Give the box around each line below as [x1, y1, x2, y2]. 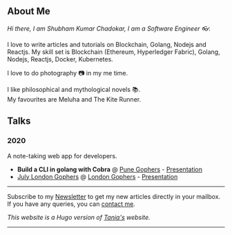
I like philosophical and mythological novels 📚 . [7, 85, 141, 93]
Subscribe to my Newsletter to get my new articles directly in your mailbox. [7, 192, 221, 200]
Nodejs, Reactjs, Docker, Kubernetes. [7, 55, 114, 63]
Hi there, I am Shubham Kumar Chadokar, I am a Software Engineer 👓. [7, 24, 211, 32]
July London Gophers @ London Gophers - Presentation [17, 172, 178, 180]
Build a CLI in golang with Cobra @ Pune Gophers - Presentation [17, 165, 202, 173]
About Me [7, 6, 50, 17]
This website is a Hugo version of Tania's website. [7, 213, 151, 221]
